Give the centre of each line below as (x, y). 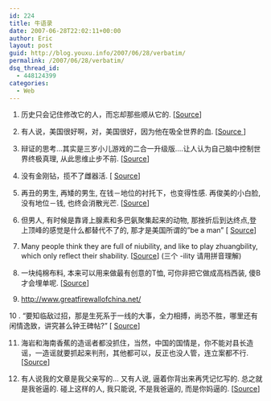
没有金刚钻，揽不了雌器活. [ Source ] (80, 176)
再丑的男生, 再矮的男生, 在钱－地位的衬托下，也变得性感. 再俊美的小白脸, (140, 193)
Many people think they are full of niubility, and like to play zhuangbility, (139, 246)
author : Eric (31, 38)
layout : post (31, 46)
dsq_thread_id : (35, 68)
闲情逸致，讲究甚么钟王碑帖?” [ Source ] (75, 326)
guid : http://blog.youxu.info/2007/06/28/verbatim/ (97, 53)
